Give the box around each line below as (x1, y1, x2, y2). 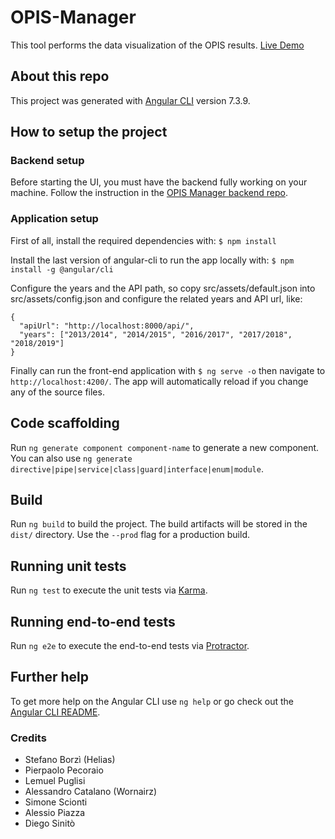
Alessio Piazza (24, 807, 86, 819)
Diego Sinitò (24, 817, 76, 830)
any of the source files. (10, 386, 105, 398)
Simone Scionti (24, 796, 88, 808)
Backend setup (10, 154, 85, 168)
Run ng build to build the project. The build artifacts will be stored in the (10, 518, 308, 530)
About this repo (10, 68, 110, 85)
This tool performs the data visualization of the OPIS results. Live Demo (10, 39, 305, 51)
